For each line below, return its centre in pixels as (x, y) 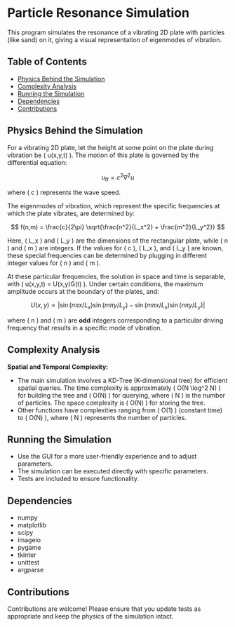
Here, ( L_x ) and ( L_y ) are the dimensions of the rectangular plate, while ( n (117, 241)
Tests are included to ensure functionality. (78, 479)
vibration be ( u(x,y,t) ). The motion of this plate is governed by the (103, 155)
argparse (31, 570)
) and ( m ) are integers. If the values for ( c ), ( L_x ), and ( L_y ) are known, (115, 248)
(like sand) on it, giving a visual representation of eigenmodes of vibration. (115, 39)
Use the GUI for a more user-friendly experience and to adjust (107, 457)
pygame (29, 548)
